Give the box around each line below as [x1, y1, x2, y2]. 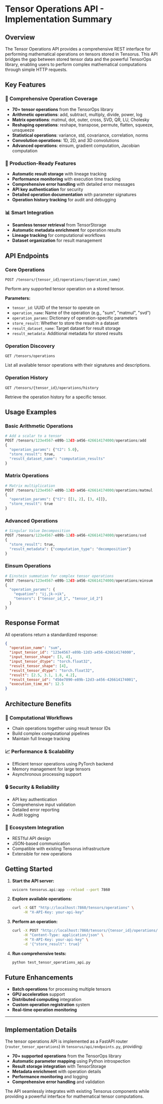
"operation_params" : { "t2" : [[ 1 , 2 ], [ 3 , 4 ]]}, [9, 497, 108, 502]
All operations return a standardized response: [5, 631, 98, 638]
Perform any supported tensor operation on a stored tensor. [5, 285, 125, 291]
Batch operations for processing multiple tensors [12, 986, 111, 992]
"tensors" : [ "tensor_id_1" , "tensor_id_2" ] [14, 596, 103, 601]
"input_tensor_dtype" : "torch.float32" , [9, 659, 92, 664]
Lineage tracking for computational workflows [12, 232, 106, 238]
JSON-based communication [12, 840, 70, 846]
